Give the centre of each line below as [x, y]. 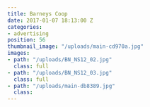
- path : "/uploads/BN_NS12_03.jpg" [60, 73]
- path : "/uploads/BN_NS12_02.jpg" [60, 60]
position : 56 [27, 40]
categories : [25, 27]
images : [19, 53]
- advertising [28, 33]
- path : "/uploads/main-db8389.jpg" [61, 86]
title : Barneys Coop [38, 14]
